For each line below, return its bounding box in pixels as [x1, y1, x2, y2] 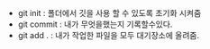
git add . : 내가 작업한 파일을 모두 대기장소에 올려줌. [17, 30, 200, 40]
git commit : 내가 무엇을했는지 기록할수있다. [17, 19, 173, 29]
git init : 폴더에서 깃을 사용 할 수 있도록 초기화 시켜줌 [17, 8, 202, 18]
